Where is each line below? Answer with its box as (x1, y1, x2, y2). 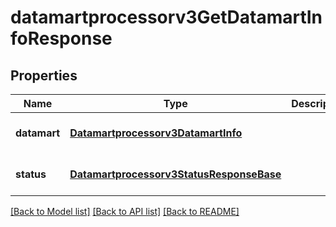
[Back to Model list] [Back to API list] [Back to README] (10, 206, 240, 217)
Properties (10, 67, 78, 84)
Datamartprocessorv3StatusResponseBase (69, 167, 282, 181)
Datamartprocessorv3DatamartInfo (69, 126, 243, 140)
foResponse (10, 27, 113, 50)
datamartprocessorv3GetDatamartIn (10, 6, 323, 29)
